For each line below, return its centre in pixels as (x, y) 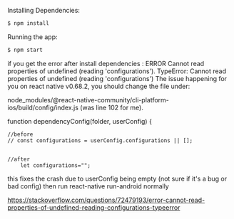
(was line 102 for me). (112, 107)
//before (20, 134)
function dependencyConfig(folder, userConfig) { (80, 121)
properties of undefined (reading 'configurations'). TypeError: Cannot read (117, 71)
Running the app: (33, 37)
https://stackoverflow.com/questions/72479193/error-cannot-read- (106, 200)
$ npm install (29, 23)
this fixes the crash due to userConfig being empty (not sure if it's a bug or (117, 178)
